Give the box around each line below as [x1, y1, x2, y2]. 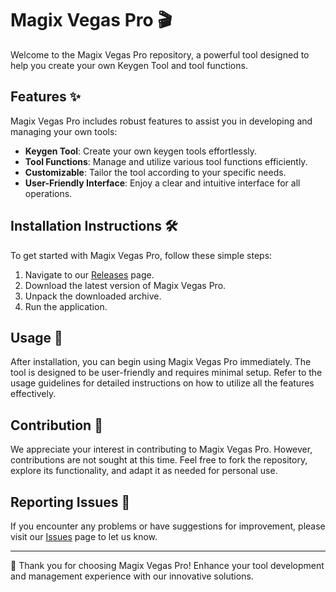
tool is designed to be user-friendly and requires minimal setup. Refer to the [10, 367, 323, 379]
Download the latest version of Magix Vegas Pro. [24, 279, 227, 291]
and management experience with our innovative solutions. [10, 570, 254, 582]
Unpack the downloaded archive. [24, 290, 162, 302]
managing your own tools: [10, 125, 118, 137]
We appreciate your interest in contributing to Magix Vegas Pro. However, [10, 443, 313, 456]
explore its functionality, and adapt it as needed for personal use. [10, 465, 278, 477]
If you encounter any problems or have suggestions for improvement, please [10, 520, 326, 532]
